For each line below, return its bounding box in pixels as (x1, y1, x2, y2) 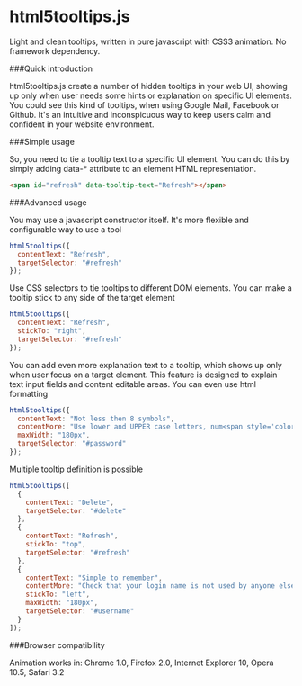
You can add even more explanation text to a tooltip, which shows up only (9, 359, 283, 370)
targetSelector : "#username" (25, 607, 135, 616)
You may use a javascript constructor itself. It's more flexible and (9, 214, 249, 225)
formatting (9, 388, 49, 399)
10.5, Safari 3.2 (9, 666, 65, 677)
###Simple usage (9, 136, 75, 147)
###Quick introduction (9, 63, 93, 74)
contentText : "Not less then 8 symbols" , (17, 414, 175, 423)
